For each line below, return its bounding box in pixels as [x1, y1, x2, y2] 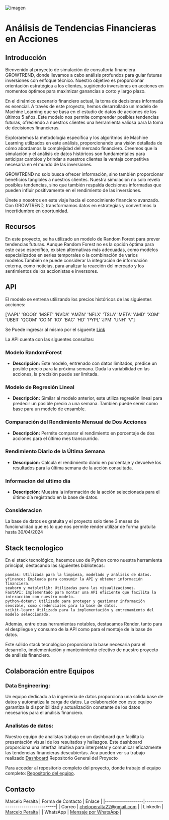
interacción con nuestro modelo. [5, 594, 75, 600]
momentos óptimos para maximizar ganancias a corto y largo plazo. [5, 88, 146, 94]
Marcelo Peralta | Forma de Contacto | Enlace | [5, 798, 103, 804]
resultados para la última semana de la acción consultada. [12, 465, 133, 471]
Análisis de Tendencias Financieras [5, 23, 157, 34]
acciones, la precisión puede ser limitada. [12, 371, 99, 377]
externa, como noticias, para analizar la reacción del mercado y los [5, 263, 144, 269]
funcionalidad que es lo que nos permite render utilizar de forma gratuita [5, 523, 156, 530]
